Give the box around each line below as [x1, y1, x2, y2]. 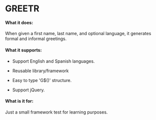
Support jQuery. [12, 87, 45, 93]
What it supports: [5, 47, 42, 53]
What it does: [5, 19, 34, 25]
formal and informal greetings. [5, 36, 67, 42]
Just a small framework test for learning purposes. [5, 109, 108, 115]
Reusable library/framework [12, 68, 69, 74]
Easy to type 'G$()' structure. [12, 77, 72, 83]
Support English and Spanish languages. [12, 58, 95, 64]
